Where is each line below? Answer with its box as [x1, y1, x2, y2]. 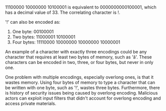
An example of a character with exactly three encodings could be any [5, 49, 147, 55]
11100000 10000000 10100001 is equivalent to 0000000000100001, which [5, 4, 157, 10]
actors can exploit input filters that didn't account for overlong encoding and [5, 95, 161, 101]
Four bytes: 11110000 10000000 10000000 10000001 [12, 39, 120, 45]
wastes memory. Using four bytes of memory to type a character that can [5, 79, 155, 85]
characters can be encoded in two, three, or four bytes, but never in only [5, 59, 154, 65]
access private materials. [5, 101, 56, 106]
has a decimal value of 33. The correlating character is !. [5, 9, 120, 15]
